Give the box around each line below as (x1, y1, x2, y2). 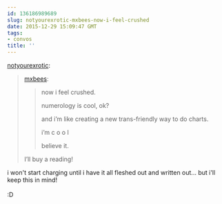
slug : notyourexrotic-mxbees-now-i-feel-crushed (7, 17, 150, 24)
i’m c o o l (41, 129, 69, 136)
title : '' (7, 42, 36, 49)
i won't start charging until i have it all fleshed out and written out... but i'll (7, 169, 216, 176)
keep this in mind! (7, 176, 57, 184)
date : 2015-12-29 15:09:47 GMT (7, 23, 97, 30)
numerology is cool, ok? (41, 102, 110, 109)
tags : (7, 29, 23, 37)
